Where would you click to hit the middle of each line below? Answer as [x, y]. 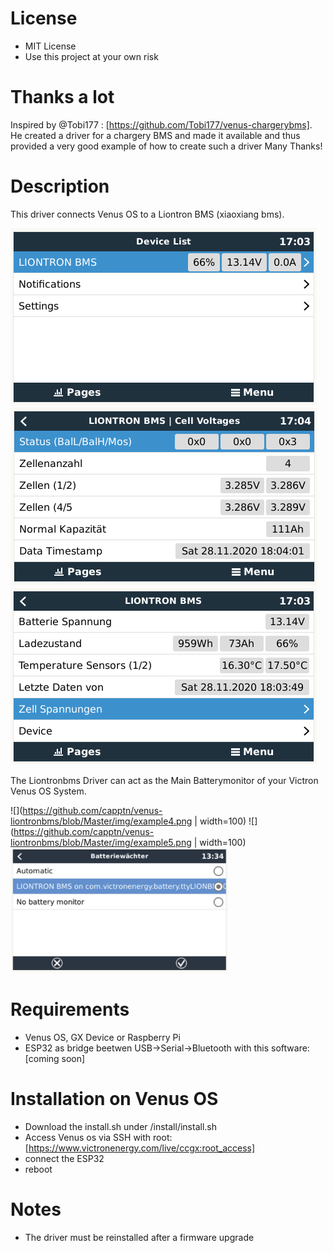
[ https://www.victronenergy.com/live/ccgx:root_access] [140, 1148]
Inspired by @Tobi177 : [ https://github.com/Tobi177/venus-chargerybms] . [161, 124]
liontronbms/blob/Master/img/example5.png [101, 842]
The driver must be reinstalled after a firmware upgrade [139, 1237]
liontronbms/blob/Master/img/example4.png [101, 821]
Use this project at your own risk [91, 56]
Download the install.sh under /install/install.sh [120, 1126]
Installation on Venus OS [114, 1098]
